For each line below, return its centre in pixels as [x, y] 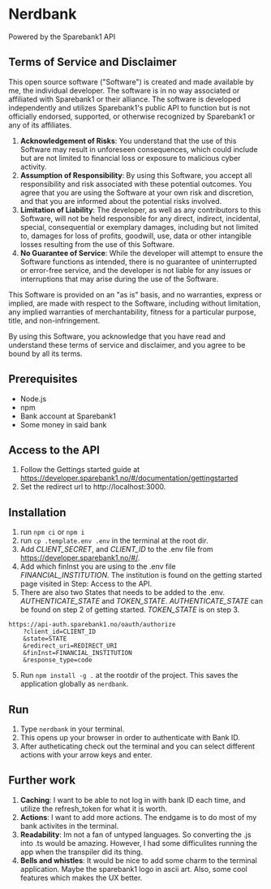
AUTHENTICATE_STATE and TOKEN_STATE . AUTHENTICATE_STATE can [142, 601]
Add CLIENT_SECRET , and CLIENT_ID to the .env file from [116, 549]
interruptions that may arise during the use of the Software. [119, 279]
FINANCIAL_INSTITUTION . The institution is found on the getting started [141, 575]
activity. [33, 167]
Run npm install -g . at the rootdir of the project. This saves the [129, 675]
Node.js [33, 398]
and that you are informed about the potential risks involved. [121, 201]
